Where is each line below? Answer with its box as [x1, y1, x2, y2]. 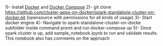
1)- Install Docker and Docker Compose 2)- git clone [5, 4, 112, 10]
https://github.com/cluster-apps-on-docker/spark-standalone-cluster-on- [5, 9, 156, 15]
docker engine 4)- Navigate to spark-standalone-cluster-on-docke [5, 20, 141, 25]
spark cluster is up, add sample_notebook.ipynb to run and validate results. [5, 30, 158, 36]
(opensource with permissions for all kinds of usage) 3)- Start [26, 15, 152, 20]
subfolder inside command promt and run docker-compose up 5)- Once [5, 25, 152, 31]
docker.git [5, 15, 26, 20]
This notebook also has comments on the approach [5, 35, 110, 41]
